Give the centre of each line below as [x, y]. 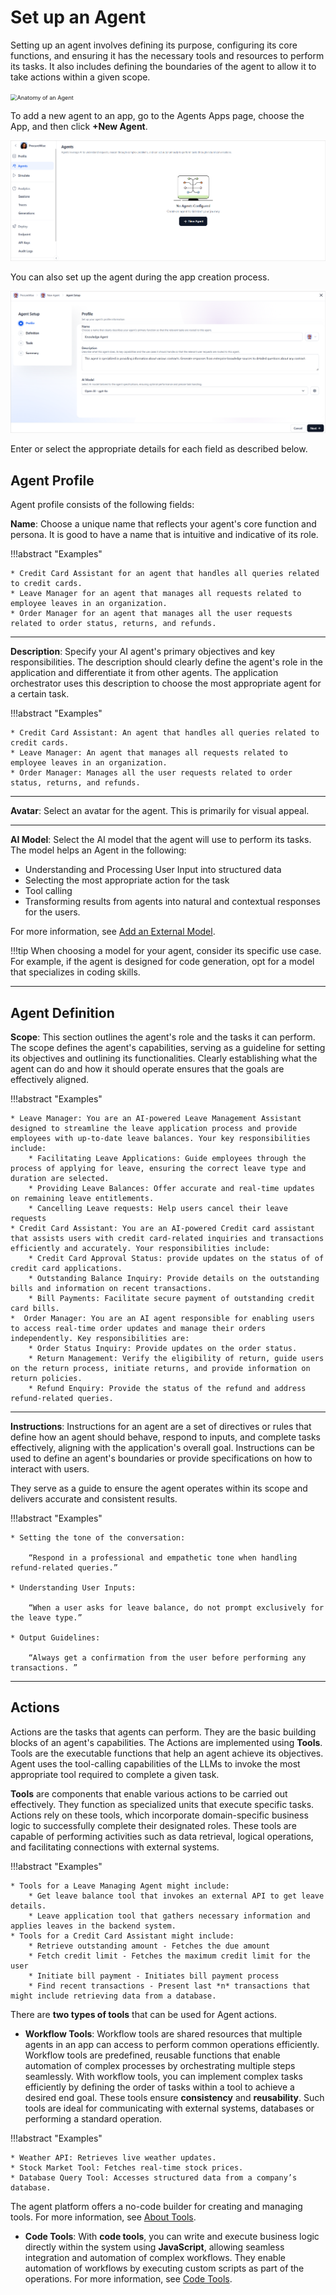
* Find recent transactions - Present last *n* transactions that [169, 1986]
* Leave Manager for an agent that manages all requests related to [156, 594]
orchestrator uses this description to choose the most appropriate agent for [166, 683]
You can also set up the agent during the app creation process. [140, 277]
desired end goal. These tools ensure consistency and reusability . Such [174, 2097]
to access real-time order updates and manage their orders [138, 1329]
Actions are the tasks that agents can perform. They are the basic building [163, 1732]
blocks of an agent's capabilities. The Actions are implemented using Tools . [166, 1742]
